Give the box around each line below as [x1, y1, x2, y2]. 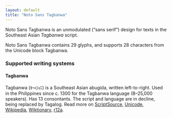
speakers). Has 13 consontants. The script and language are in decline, [5, 95, 155, 102]
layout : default [5, 7, 40, 13]
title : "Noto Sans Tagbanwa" [5, 12, 68, 17]
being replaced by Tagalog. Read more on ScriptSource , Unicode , [5, 101, 144, 107]
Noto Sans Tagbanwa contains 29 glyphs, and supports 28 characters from [5, 42, 164, 48]
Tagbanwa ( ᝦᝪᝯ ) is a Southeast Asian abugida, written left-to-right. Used [5, 84, 163, 90]
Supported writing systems [5, 60, 75, 67]
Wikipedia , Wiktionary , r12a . [5, 106, 64, 113]
